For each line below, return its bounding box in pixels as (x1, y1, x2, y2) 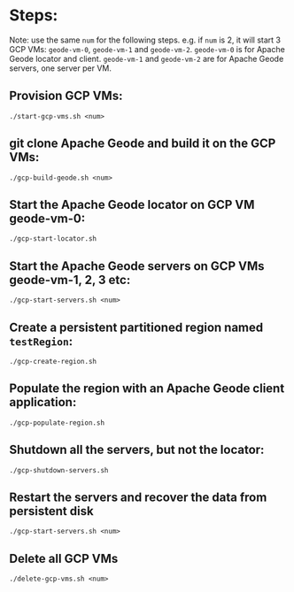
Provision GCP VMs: (9, 88, 123, 104)
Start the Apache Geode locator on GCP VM (9, 196, 255, 212)
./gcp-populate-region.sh (9, 418, 104, 427)
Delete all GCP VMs (9, 550, 119, 566)
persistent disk (9, 504, 95, 519)
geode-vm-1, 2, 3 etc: (9, 272, 131, 288)
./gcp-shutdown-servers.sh (9, 465, 109, 474)
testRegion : (9, 334, 73, 349)
